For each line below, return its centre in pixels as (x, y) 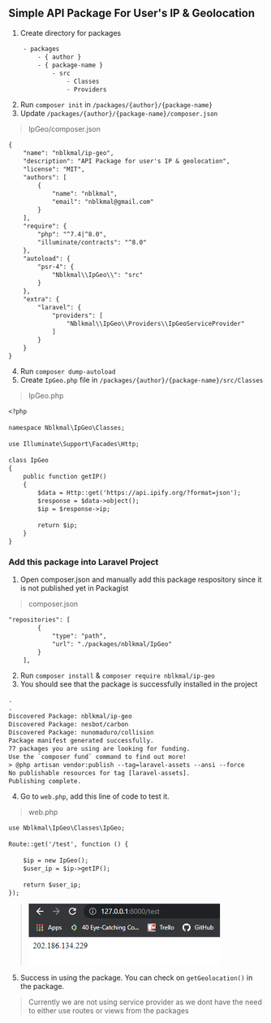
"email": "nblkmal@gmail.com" (103, 202)
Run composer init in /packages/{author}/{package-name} (116, 104)
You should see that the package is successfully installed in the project (139, 684)
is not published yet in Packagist (74, 588)
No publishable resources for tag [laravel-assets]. (99, 774)
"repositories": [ (39, 620)
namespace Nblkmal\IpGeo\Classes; (67, 427)
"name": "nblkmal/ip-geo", (69, 153)
